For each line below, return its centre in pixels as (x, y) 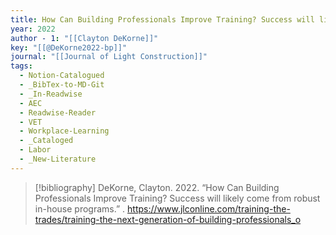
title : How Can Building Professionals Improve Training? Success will (162, 19)
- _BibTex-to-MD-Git (62, 85)
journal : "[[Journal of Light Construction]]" (109, 57)
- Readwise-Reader (58, 112)
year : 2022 (33, 29)
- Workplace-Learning (64, 131)
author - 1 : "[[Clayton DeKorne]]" (84, 38)
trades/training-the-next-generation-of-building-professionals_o (168, 219)
